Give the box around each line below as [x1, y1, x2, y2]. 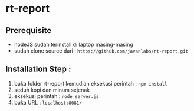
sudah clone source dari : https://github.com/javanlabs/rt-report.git [14, 47, 189, 54]
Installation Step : [5, 64, 71, 74]
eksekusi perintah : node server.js [14, 92, 99, 99]
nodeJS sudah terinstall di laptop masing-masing [14, 41, 133, 48]
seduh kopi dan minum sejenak [14, 86, 90, 93]
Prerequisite [5, 25, 52, 35]
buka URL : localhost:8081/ [14, 99, 82, 106]
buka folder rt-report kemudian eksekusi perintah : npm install [14, 80, 167, 87]
